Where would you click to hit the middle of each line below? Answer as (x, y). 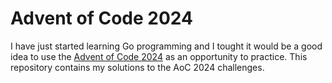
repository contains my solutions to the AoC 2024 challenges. (137, 67)
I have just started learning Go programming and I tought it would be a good (166, 46)
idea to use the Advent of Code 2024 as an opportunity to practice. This (159, 56)
